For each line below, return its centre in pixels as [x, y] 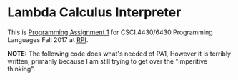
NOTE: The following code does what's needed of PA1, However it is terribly [119, 54]
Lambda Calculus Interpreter [94, 12]
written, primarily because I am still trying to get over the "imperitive [108, 61]
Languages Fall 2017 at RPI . [48, 39]
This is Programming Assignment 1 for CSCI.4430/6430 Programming [110, 32]
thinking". [21, 69]
